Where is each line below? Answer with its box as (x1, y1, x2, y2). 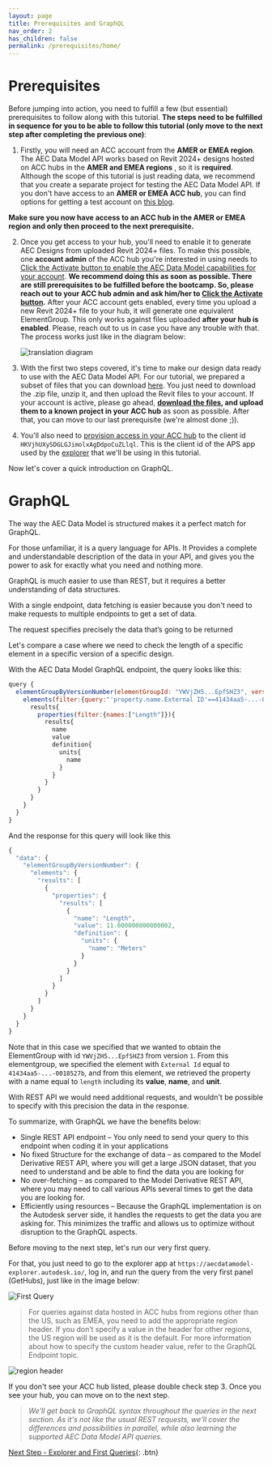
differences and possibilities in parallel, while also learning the (28, 1423, 237, 1433)
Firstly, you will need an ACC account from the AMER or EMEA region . (19, 145, 255, 155)
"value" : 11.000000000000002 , (73, 922, 176, 930)
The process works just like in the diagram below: (19, 332, 186, 341)
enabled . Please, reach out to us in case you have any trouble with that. (19, 323, 260, 333)
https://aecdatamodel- (177, 1260, 254, 1268)
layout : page (8, 11, 53, 20)
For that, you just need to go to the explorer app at (8, 1258, 176, 1268)
